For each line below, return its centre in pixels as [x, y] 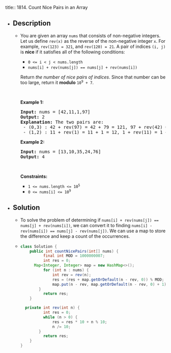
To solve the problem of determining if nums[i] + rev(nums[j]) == [90, 220]
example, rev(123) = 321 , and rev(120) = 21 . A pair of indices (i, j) [93, 46]
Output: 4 [32, 157]
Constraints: [34, 176]
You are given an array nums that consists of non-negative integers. [90, 36]
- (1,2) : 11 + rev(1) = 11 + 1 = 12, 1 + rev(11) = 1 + [96, 132]
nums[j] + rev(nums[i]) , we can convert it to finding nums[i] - [86, 225]
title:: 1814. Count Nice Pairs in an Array [47, 7]
